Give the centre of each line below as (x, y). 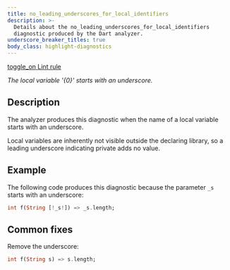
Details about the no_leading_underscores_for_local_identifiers (112, 27)
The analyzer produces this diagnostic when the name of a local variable (113, 119)
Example (27, 170)
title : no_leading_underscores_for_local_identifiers (88, 14)
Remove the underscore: (43, 247)
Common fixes (40, 229)
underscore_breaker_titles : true (56, 40)
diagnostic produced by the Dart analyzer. (78, 33)
